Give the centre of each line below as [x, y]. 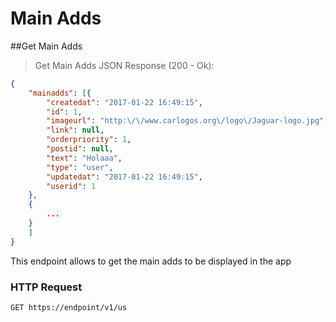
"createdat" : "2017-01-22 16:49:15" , [124, 102]
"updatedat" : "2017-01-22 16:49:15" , [124, 177]
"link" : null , [75, 130]
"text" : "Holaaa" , [84, 158]
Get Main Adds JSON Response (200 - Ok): [124, 65]
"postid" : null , [80, 149]
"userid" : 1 [71, 186]
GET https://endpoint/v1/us [69, 307]
